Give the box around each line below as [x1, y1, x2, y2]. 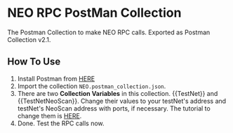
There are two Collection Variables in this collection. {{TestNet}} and [17, 89, 218, 97]
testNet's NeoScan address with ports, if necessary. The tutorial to [17, 104, 211, 113]
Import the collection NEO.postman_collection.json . [17, 82, 166, 90]
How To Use [7, 56, 61, 68]
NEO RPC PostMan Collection [7, 5, 182, 21]
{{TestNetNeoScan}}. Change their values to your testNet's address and [17, 97, 227, 105]
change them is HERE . [17, 111, 82, 120]
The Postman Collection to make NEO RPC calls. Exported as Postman [7, 28, 211, 36]
